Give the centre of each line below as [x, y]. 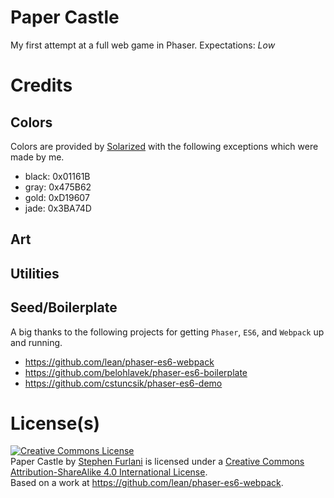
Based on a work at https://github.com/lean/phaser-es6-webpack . [147, 483]
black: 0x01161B [57, 176]
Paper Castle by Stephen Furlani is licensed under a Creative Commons [157, 462]
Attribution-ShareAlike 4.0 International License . [109, 472]
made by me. [37, 157]
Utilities [35, 273]
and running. [36, 342]
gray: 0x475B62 [58, 187]
